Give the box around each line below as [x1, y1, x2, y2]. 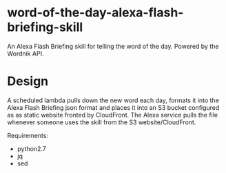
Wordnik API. [7, 49, 44, 58]
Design [7, 73, 49, 89]
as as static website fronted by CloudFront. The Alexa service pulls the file [7, 111, 218, 119]
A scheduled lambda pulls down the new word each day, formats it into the [7, 96, 219, 104]
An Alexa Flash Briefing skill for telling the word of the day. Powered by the [7, 42, 219, 50]
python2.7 [17, 144, 46, 152]
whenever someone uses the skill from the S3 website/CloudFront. [7, 118, 196, 126]
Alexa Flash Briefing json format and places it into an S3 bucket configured [7, 103, 220, 111]
